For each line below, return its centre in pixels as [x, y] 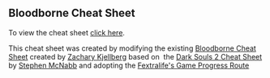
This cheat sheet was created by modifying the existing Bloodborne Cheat [133, 48]
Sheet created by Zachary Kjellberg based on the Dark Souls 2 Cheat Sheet [135, 56]
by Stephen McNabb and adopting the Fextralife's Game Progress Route [129, 65]
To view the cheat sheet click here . [67, 32]
